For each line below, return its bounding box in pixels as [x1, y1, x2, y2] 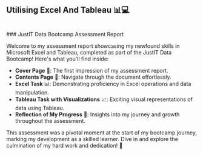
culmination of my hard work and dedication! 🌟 [6, 142, 123, 149]
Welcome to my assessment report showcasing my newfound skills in [6, 42, 180, 50]
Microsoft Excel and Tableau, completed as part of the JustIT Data [6, 48, 172, 56]
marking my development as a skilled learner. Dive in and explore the [6, 135, 179, 142]
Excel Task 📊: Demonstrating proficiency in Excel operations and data [15, 80, 191, 87]
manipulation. [15, 88, 50, 96]
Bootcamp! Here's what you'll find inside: [6, 55, 109, 62]
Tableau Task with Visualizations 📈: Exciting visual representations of [15, 96, 193, 103]
